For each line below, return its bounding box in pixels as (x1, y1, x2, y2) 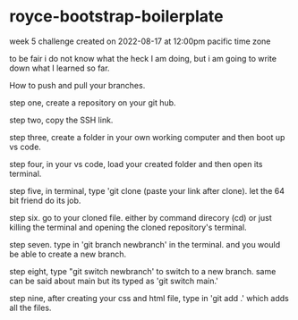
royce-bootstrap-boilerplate (9, 6, 224, 27)
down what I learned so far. (9, 63, 110, 73)
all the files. (9, 302, 52, 313)
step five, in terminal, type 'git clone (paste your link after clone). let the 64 (9, 185, 285, 196)
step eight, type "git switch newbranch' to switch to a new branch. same (9, 265, 277, 276)
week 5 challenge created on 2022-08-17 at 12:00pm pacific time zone (9, 36, 271, 46)
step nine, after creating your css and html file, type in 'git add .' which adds (9, 292, 289, 303)
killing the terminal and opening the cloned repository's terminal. (9, 222, 248, 232)
